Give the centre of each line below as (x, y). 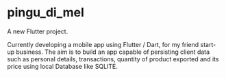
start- (208, 44)
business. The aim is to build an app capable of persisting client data (113, 52)
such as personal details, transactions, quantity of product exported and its (113, 59)
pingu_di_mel (46, 13)
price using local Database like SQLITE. (63, 66)
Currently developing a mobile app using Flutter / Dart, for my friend (103, 44)
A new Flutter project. (38, 31)
